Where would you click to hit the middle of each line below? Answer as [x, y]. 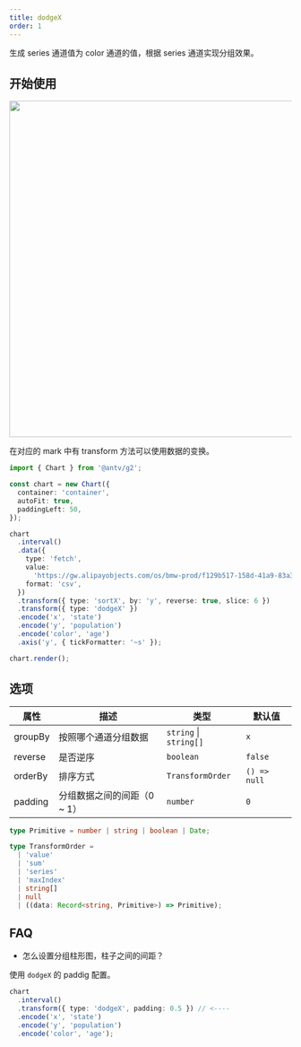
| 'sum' [32, 864]
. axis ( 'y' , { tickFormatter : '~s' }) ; [90, 642]
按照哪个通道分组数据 [103, 737]
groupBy [32, 737]
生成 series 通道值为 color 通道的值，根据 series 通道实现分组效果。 [134, 52]
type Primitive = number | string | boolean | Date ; [110, 831]
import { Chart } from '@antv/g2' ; [76, 468]
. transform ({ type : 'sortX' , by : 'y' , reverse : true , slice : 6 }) [144, 601]
